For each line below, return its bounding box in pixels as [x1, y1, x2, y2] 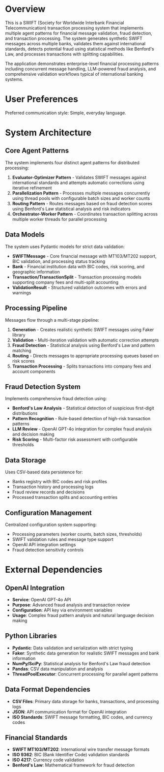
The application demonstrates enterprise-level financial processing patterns [5, 61, 159, 66]
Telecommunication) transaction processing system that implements [5, 25, 144, 31]
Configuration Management [5, 508, 92, 517]
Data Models [5, 230, 45, 239]
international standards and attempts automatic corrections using [12, 180, 145, 185]
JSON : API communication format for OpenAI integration [12, 709, 127, 714]
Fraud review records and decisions [12, 489, 85, 495]
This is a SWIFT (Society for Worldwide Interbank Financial [5, 20, 124, 26]
